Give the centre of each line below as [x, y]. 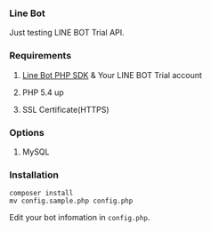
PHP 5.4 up [43, 92]
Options [27, 132]
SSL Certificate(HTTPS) [65, 109]
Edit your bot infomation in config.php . [80, 218]
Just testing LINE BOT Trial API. [67, 33]
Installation [34, 174]
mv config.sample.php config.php [71, 201]
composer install [41, 194]
